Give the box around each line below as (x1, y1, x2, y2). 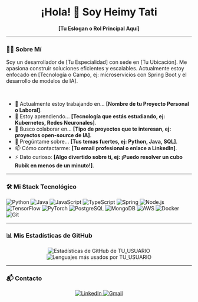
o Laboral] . (14, 106, 42, 114)
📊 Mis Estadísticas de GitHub (6, 232, 93, 240)
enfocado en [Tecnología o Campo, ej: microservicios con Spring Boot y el (6, 71, 187, 79)
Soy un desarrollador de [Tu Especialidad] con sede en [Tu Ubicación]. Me (6, 59, 187, 66)
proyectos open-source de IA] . (14, 132, 92, 139)
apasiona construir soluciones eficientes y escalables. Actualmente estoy (6, 65, 184, 72)
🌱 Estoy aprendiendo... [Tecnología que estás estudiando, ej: (14, 113, 166, 120)
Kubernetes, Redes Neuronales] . (14, 119, 97, 126)
